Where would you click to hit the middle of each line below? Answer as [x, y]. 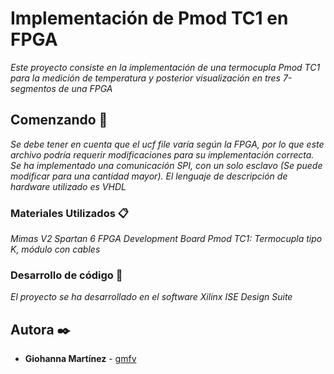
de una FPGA [85, 88]
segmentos [33, 88]
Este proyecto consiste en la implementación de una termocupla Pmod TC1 [165, 67]
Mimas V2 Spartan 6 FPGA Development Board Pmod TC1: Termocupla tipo [166, 239]
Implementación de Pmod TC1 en [149, 18]
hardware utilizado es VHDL [68, 186]
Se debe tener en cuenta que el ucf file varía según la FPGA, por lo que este [167, 144]
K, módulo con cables [55, 249]
